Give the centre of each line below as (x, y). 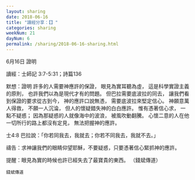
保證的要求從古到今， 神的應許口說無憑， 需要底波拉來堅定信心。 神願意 (97, 101)
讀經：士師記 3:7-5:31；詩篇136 (44, 74)
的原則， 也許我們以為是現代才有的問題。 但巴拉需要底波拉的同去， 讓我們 (95, 94)
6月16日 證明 (21, 61)
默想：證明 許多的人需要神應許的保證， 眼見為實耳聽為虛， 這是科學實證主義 (98, 86)
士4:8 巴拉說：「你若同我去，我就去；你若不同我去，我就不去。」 (82, 135)
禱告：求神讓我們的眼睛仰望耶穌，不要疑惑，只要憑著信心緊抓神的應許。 (93, 147)
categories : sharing (31, 28)
